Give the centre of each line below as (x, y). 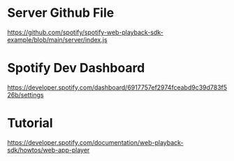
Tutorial (30, 123)
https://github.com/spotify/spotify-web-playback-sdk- (86, 32)
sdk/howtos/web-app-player (49, 150)
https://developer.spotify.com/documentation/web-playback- (95, 142)
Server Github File (61, 13)
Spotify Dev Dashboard (76, 68)
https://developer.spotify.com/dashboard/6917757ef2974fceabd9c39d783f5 (117, 87)
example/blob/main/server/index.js (57, 39)
